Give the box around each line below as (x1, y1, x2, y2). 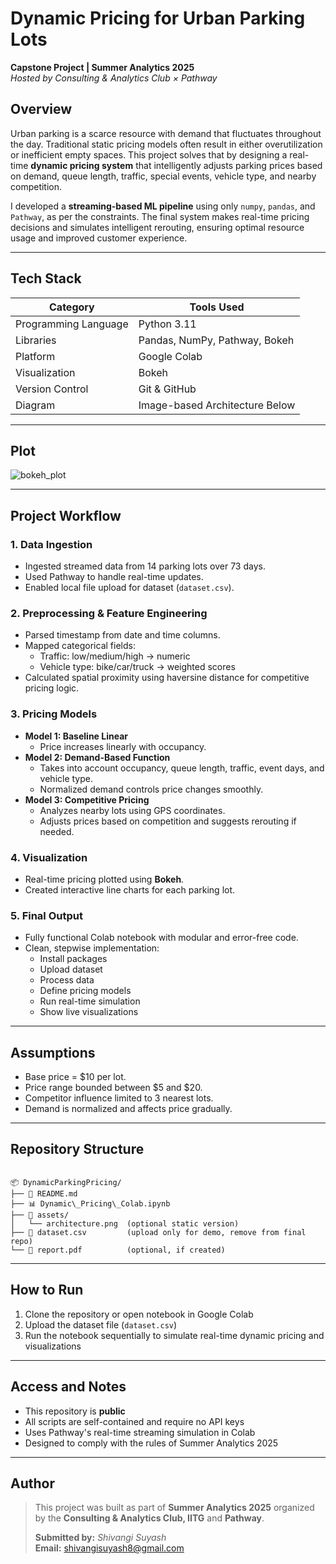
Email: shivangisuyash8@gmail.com (34, 1542, 185, 1554)
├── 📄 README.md (10, 1188, 78, 1199)
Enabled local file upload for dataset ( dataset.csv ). (24, 582, 235, 594)
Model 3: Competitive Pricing (24, 793, 150, 806)
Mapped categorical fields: (24, 640, 136, 652)
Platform (15, 349, 56, 363)
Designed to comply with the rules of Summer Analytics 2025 (24, 1437, 279, 1449)
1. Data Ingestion (10, 537, 93, 551)
